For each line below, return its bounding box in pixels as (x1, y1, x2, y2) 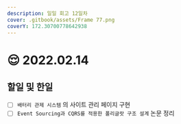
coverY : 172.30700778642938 (7, 23, 88, 29)
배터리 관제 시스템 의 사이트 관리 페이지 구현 (16, 101, 130, 109)
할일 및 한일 (7, 81, 53, 92)
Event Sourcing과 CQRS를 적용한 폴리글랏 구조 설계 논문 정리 (16, 109, 175, 117)
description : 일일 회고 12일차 (7, 10, 88, 17)
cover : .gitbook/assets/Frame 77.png (7, 16, 115, 23)
